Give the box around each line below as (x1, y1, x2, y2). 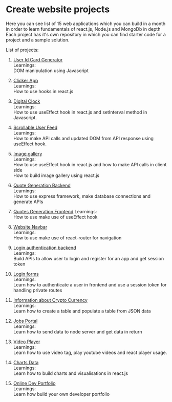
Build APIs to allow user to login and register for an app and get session (13, 255, 164, 261)
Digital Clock (13, 98, 40, 104)
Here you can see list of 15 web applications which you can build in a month (6, 20, 166, 27)
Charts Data (13, 359, 39, 365)
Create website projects (6, 4, 110, 15)
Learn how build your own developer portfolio (13, 391, 110, 397)
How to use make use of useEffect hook (13, 214, 98, 220)
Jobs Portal (13, 318, 38, 324)
